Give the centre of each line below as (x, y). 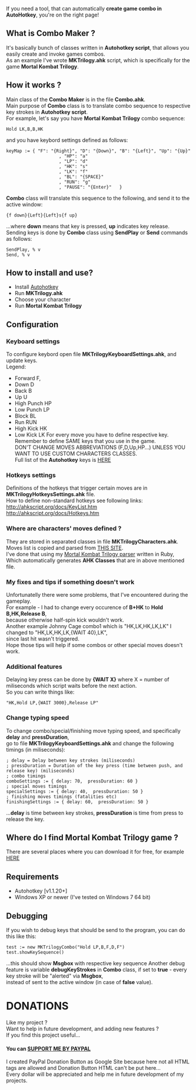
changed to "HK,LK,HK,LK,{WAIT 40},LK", (57, 633)
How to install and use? (49, 273)
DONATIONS (37, 1006)
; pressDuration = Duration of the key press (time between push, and (94, 765)
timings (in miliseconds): (36, 749)
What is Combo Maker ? (51, 33)
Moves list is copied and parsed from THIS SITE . (65, 548)
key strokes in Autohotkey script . (47, 112)
